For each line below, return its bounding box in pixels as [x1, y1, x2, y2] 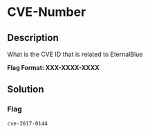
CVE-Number [7, 4, 86, 20]
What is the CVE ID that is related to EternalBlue [7, 50, 143, 58]
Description [7, 32, 59, 44]
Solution [7, 84, 44, 96]
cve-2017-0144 [7, 120, 48, 127]
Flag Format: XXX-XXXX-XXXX [7, 64, 100, 71]
